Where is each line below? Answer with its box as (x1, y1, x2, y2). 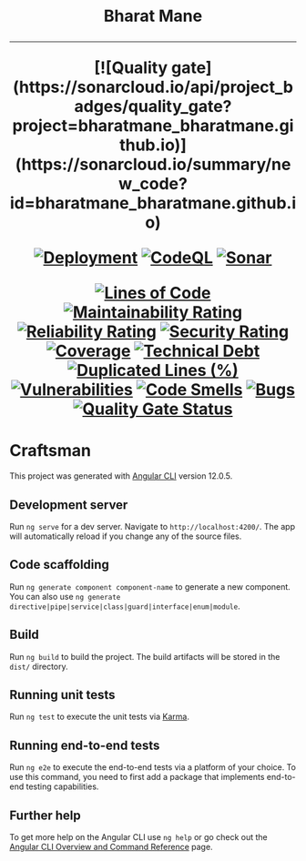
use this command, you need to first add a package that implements (9, 772, 265, 783)
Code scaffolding (9, 557, 109, 572)
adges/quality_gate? (74, 96, 232, 117)
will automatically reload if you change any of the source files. (9, 531, 242, 542)
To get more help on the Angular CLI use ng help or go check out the (9, 832, 268, 842)
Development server (9, 497, 128, 512)
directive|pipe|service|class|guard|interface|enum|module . (9, 601, 240, 612)
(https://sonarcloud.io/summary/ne (15, 155, 291, 175)
